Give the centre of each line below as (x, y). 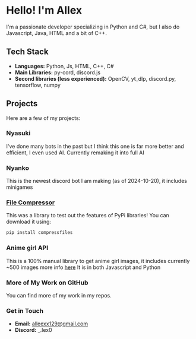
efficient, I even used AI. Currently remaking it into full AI (75, 153)
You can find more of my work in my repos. (59, 295)
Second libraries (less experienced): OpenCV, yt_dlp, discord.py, (95, 78)
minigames (20, 187)
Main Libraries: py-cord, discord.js (58, 72)
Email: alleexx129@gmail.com (51, 324)
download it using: (29, 222)
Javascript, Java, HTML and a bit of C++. (57, 33)
